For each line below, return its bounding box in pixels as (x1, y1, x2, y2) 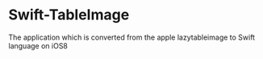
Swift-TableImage (8, 6, 130, 24)
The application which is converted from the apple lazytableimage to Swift (8, 32, 256, 42)
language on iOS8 (8, 40, 69, 50)
